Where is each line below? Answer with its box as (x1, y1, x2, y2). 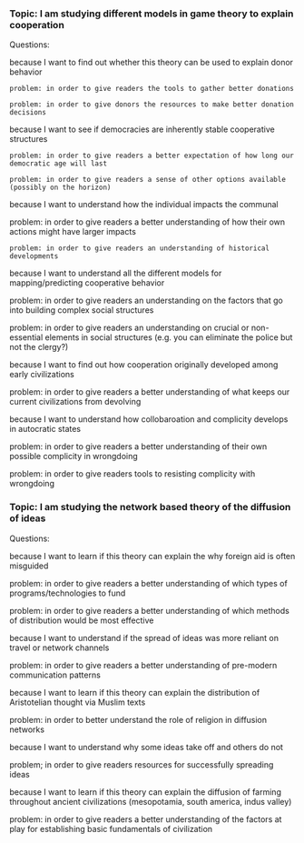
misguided (9, 560, 49, 571)
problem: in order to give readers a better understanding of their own (9, 441, 268, 452)
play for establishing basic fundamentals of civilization (9, 823, 213, 834)
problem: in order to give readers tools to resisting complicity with (9, 468, 256, 479)
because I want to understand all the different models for (9, 267, 222, 279)
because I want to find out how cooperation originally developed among (9, 359, 279, 370)
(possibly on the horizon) (9, 183, 112, 193)
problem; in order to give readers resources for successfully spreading (9, 758, 274, 770)
